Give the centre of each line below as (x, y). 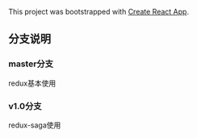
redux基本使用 (32, 83)
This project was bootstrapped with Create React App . (99, 12)
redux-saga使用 (35, 125)
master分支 (31, 64)
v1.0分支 (25, 106)
